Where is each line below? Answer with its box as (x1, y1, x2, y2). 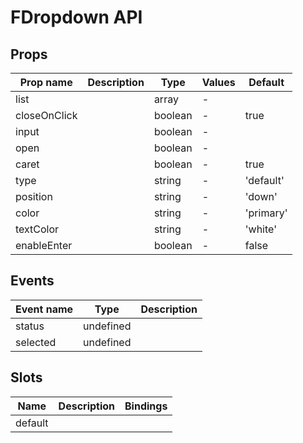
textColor (15, 222, 60, 236)
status (15, 319, 45, 333)
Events (10, 272, 55, 290)
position (15, 190, 53, 203)
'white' (244, 222, 277, 236)
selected (15, 335, 57, 349)
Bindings (124, 399, 168, 413)
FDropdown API (10, 6, 143, 29)
